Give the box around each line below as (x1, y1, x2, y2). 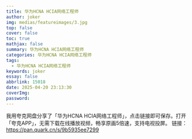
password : (6, 95, 30, 101)
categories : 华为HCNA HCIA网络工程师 (6, 52, 92, 58)
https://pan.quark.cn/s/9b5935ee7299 (6, 126, 100, 133)
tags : (6, 57, 19, 63)
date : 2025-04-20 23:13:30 (6, 85, 72, 91)
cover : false (6, 30, 38, 36)
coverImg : (6, 90, 30, 96)
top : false (6, 25, 33, 31)
